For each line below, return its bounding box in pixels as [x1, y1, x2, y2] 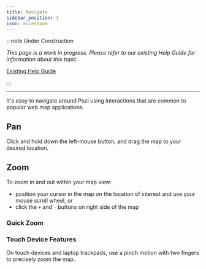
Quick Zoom [6, 219, 44, 227]
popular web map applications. [6, 104, 85, 111]
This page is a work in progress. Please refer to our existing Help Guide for [6, 49, 196, 57]
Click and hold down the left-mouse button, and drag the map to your [6, 138, 181, 145]
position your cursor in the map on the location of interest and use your [15, 190, 196, 197]
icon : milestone [6, 20, 48, 26]
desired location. [6, 144, 49, 152]
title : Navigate [6, 9, 48, 15]
